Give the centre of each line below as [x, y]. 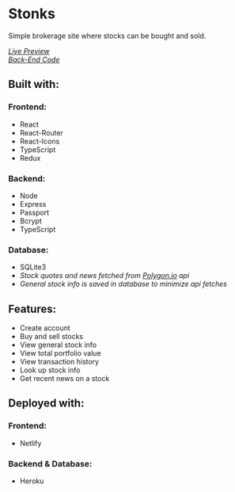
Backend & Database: [50, 463]
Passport [34, 212]
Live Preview [29, 51]
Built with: [34, 84]
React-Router [41, 132]
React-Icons [40, 141]
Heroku [32, 481]
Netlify [30, 443]
